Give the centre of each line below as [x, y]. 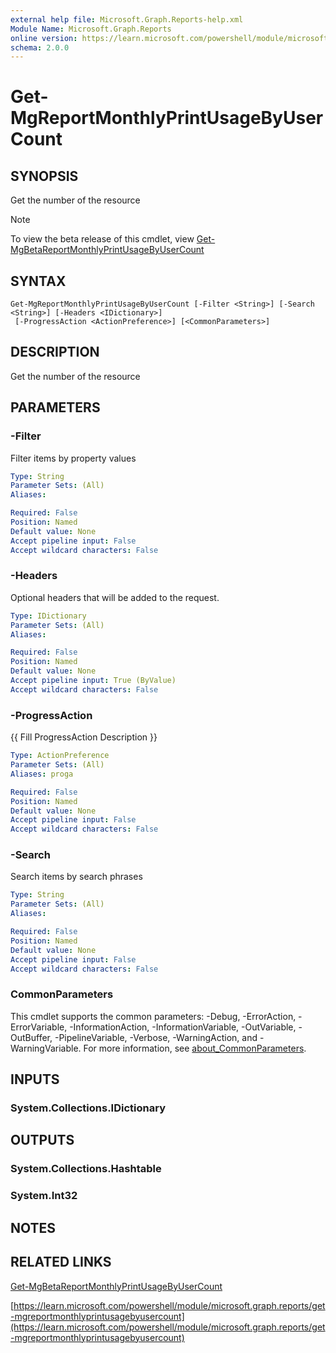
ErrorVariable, [39, 1027]
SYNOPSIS [44, 176]
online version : [44, 38]
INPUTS [35, 1079]
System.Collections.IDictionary [88, 1108]
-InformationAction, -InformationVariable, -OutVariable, [183, 1027]
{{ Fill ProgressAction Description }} [84, 737]
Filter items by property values [73, 458]
